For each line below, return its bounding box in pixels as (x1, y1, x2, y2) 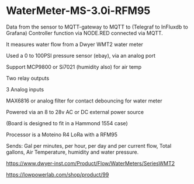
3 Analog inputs (6, 86, 44, 93)
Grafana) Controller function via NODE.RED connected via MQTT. (6, 29, 164, 36)
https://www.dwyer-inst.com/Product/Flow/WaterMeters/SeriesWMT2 (6, 160, 175, 167)
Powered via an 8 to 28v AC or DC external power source (6, 108, 144, 115)
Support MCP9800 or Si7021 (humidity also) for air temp (6, 63, 142, 70)
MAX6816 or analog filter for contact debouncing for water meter (6, 97, 162, 104)
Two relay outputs (6, 75, 50, 82)
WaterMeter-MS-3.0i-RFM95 (6, 4, 151, 17)
